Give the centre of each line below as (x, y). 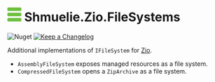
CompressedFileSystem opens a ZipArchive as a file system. (102, 71)
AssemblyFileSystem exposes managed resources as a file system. (112, 64)
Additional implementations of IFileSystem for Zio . (80, 50)
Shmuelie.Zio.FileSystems (102, 17)
